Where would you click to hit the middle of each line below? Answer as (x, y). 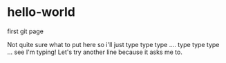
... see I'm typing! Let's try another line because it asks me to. (95, 52)
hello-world (41, 12)
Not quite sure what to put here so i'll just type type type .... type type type (113, 44)
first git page (25, 31)
